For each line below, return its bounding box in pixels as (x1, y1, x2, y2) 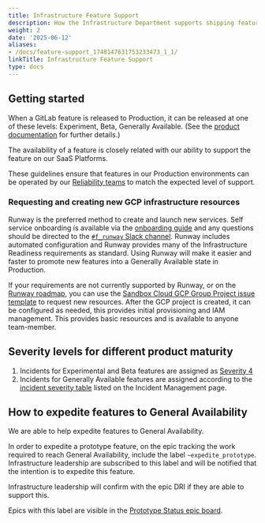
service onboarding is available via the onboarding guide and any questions (8, 222, 254, 233)
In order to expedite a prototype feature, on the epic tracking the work (8, 442, 236, 451)
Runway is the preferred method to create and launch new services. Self (8, 215, 244, 224)
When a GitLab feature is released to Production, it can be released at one (8, 113, 248, 122)
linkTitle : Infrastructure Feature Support (8, 56, 154, 64)
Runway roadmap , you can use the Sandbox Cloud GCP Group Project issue (8, 289, 256, 298)
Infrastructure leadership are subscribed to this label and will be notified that (8, 458, 257, 468)
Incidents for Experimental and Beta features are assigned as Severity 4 (19, 366, 254, 375)
